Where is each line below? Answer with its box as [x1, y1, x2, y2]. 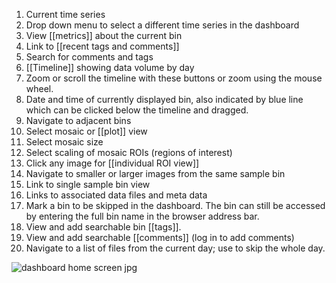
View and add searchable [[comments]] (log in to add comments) [25, 232, 295, 243]
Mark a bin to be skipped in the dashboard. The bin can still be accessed [25, 200, 326, 211]
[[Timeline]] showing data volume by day [25, 62, 195, 73]
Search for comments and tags [25, 51, 154, 63]
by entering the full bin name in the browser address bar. [25, 210, 260, 222]
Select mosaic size [25, 136, 104, 148]
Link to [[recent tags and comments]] [25, 40, 180, 52]
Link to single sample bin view [25, 179, 151, 190]
